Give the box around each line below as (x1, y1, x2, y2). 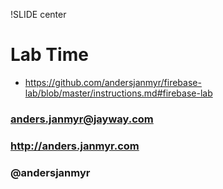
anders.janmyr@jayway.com (10, 112, 154, 126)
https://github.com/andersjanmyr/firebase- (24, 76, 202, 88)
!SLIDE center (10, 9, 67, 20)
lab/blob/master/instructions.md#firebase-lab (24, 87, 213, 99)
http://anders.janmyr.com (10, 139, 140, 153)
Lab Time (10, 44, 89, 66)
